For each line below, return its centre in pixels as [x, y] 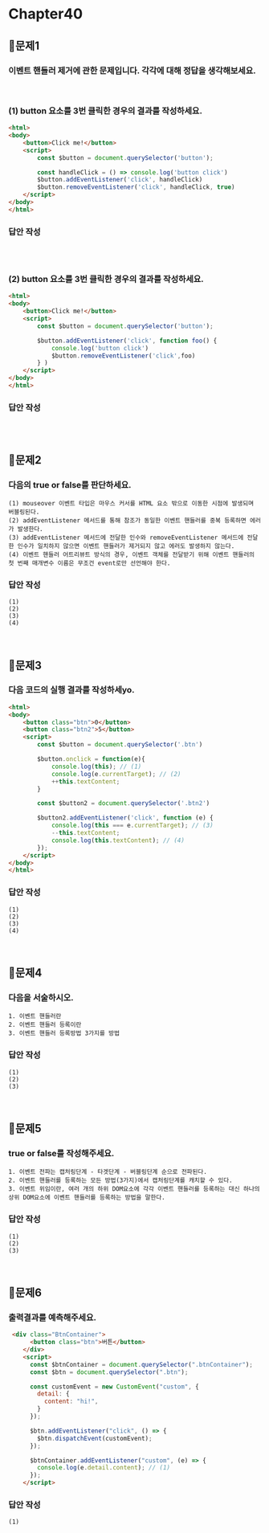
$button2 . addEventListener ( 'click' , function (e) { [126, 818]
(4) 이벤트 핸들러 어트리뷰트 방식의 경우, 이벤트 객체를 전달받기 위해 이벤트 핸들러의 [132, 554]
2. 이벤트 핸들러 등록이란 [45, 1025]
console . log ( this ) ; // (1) [96, 766]
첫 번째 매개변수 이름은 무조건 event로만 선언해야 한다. [90, 563]
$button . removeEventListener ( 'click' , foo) [123, 356]
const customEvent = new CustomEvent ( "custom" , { [114, 1387]
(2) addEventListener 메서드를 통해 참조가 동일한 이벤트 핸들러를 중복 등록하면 [127, 520]
